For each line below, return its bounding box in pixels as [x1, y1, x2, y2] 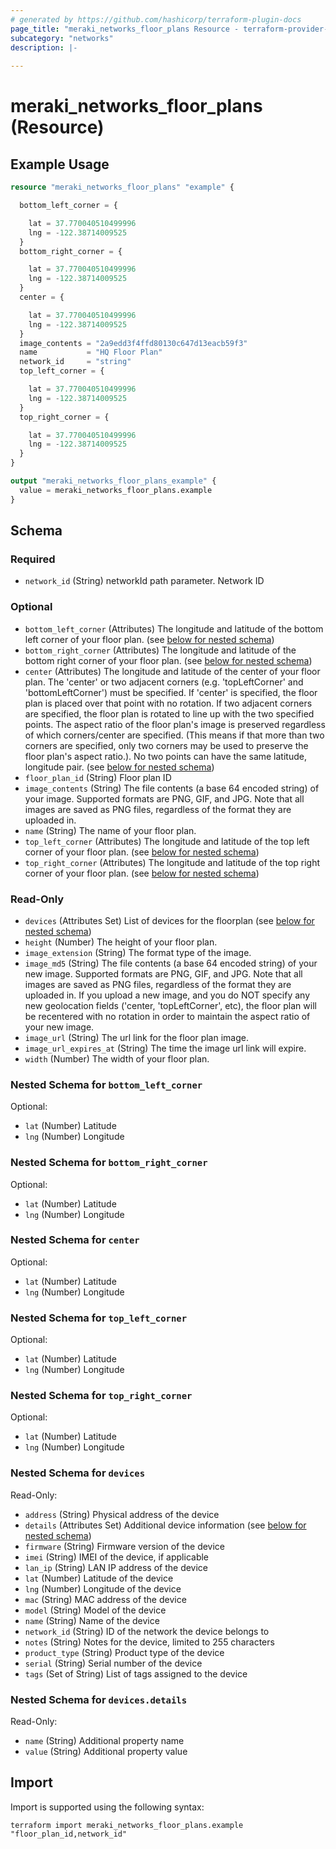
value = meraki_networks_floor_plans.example [19, 485, 213, 495]
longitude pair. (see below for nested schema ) [24, 761, 215, 773]
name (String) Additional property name [24, 1734, 185, 1746]
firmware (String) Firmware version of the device [24, 1540, 226, 1552]
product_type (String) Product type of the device [24, 1646, 225, 1658]
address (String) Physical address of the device [24, 1508, 220, 1520]
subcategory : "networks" [10, 33, 114, 43]
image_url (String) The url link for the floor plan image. [24, 1031, 249, 1043]
